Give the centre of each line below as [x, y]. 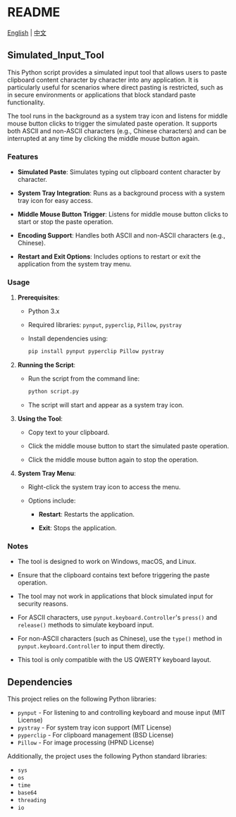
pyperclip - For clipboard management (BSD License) [95, 735]
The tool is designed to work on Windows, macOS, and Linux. [107, 562]
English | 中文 [27, 32]
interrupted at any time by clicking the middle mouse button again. [104, 138]
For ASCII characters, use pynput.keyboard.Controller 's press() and [117, 618]
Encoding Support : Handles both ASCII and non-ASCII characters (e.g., [121, 235]
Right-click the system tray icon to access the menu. [104, 487]
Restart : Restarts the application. [87, 515]
